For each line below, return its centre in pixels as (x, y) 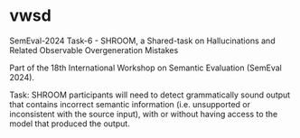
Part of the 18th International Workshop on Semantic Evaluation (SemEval (145, 68)
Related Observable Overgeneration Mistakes (94, 50)
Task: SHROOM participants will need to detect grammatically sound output (150, 95)
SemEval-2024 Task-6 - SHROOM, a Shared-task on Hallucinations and (142, 41)
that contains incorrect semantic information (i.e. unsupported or (130, 104)
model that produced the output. (70, 124)
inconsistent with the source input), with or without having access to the (144, 114)
